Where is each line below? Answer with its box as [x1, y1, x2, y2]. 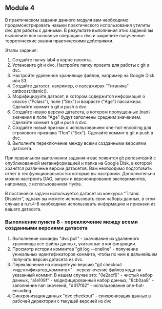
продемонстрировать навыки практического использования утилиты [5, 22, 151, 28]
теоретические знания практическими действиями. [5, 38, 114, 44]
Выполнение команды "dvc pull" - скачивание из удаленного [12, 235, 140, 242]
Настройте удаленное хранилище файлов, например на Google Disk [12, 72, 155, 78]
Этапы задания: [5, 47, 38, 53]
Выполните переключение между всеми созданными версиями [12, 140, 146, 146]
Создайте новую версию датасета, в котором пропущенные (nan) [12, 109, 150, 115]
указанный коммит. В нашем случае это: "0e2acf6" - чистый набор [12, 272, 153, 278]
